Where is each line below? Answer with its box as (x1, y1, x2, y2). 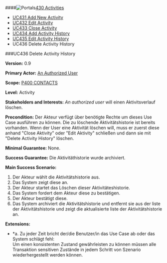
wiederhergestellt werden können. (12, 252, 83, 257)
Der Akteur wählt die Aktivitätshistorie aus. (12, 174, 100, 180)
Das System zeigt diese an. (12, 179, 69, 185)
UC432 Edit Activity (12, 20, 53, 25)
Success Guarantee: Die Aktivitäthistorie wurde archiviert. (5, 155, 126, 160)
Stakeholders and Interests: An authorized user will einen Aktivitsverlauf (5, 99, 156, 105)
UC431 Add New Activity (12, 14, 63, 20)
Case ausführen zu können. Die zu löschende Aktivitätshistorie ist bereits (5, 119, 156, 125)
